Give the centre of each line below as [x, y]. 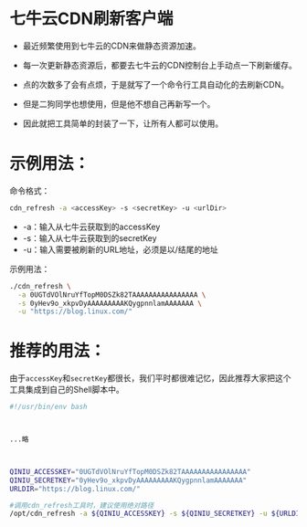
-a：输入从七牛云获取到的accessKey [91, 227]
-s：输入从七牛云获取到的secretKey [90, 237]
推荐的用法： [58, 351]
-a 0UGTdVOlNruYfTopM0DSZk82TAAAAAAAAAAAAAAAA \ [112, 295]
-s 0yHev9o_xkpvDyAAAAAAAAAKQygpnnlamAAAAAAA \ [110, 303]
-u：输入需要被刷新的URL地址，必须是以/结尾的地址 [120, 249]
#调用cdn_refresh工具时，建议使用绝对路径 [82, 505]
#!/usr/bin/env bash [49, 407]
